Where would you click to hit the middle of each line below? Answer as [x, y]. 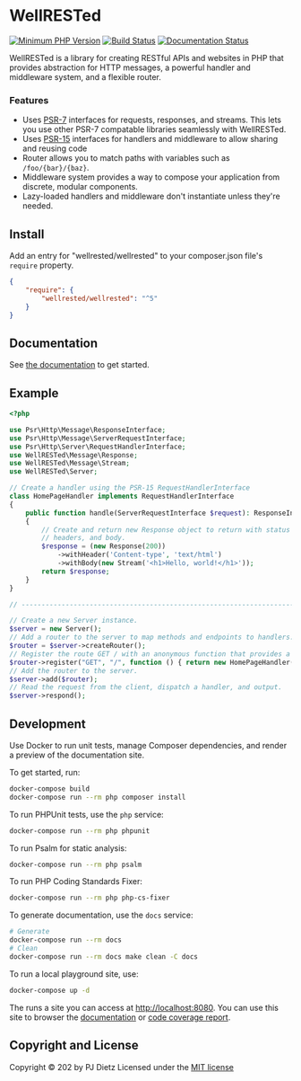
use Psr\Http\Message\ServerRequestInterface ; [98, 438]
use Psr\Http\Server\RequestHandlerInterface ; [98, 447]
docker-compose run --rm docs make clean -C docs [104, 957]
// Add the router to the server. [74, 670]
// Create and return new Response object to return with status [166, 530]
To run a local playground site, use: [74, 974]
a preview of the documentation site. [77, 755]
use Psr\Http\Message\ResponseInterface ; [88, 430]
